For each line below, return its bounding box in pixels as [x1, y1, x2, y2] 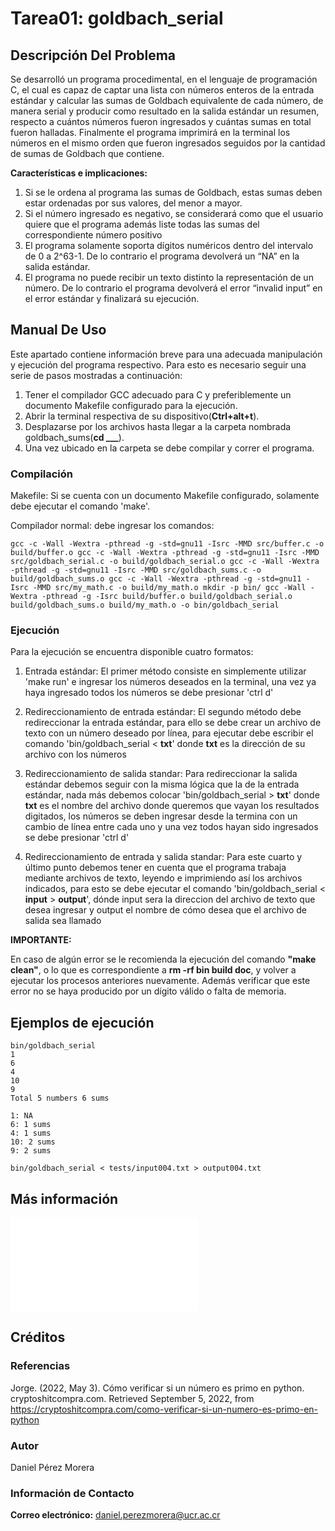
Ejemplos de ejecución [10, 1014, 155, 1031]
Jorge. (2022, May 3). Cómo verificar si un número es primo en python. [10, 1382, 305, 1394]
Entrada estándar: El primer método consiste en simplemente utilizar [24, 665, 307, 677]
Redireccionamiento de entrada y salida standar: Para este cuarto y [24, 851, 303, 863]
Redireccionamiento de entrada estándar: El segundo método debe [24, 706, 302, 718]
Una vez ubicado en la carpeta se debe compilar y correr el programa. [24, 442, 315, 454]
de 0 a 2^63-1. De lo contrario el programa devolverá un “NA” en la [24, 250, 300, 262]
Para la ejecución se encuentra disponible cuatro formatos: [10, 646, 254, 658]
